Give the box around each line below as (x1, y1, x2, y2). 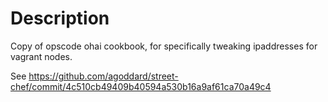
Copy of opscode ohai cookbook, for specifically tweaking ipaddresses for (10, 40, 318, 52)
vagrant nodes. (10, 50, 73, 62)
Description (10, 7, 110, 30)
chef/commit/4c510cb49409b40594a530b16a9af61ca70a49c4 (10, 80, 272, 92)
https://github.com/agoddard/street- (28, 70, 179, 82)
